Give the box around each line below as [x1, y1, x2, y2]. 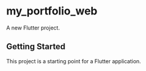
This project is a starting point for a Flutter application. [6, 57, 141, 64]
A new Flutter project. [6, 24, 60, 31]
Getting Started [6, 42, 66, 52]
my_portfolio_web [6, 4, 98, 18]
